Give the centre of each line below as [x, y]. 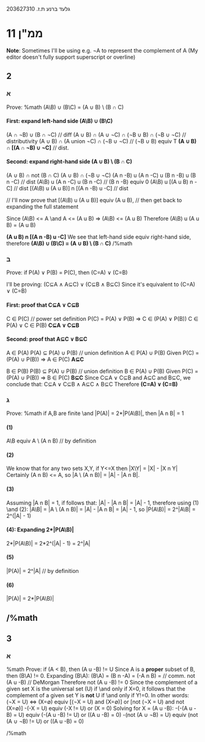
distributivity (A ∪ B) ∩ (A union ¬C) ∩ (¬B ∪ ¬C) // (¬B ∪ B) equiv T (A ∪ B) [102, 141]
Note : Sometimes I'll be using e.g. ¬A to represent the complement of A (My [102, 50]
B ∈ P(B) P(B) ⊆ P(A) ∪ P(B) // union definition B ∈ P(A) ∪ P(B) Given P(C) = [102, 371]
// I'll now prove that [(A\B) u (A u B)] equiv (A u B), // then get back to [94, 200]
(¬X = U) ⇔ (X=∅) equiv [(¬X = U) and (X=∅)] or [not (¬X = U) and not [95, 702]
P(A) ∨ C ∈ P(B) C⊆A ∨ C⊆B [43, 325]
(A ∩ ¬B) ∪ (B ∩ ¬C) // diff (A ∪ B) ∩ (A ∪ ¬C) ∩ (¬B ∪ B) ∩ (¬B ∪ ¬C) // [96, 135]
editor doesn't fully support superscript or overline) [71, 57]
